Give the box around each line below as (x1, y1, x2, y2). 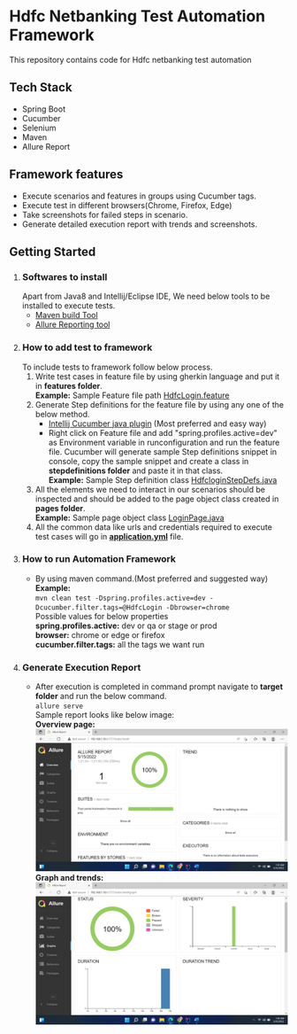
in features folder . (34, 380, 103, 391)
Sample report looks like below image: (34, 710, 175, 720)
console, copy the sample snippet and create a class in (48, 455, 249, 466)
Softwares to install (21, 270, 108, 283)
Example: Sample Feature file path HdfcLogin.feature (34, 390, 230, 400)
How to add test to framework (21, 341, 153, 354)
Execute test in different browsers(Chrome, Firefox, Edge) (21, 199, 232, 210)
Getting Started (9, 244, 96, 259)
